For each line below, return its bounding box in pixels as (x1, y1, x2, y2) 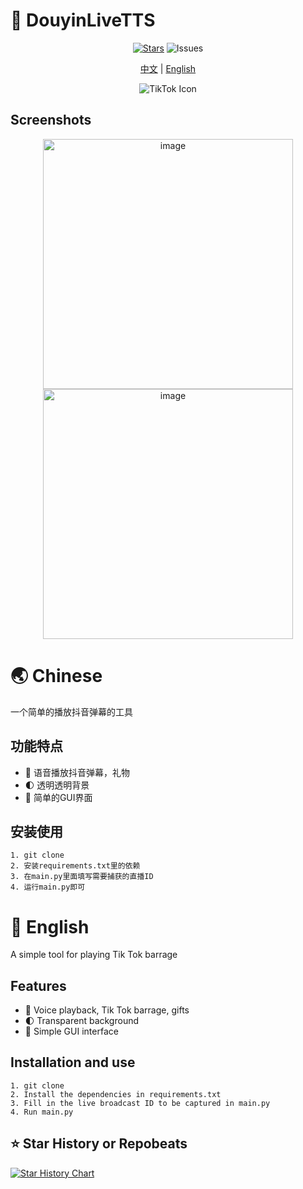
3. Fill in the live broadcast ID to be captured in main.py (10, 1098, 271, 1108)
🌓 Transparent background (24, 1015, 140, 1027)
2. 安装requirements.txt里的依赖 (10, 861, 141, 871)
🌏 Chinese (10, 664, 103, 687)
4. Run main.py (10, 1107, 74, 1117)
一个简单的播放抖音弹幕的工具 (10, 705, 133, 718)
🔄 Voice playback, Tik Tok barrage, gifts (24, 1004, 190, 1016)
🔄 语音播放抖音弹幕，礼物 (24, 766, 130, 778)
